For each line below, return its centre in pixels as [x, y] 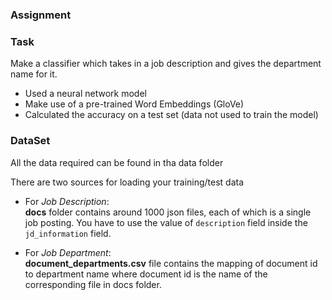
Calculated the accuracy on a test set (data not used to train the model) [171, 115]
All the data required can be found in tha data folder [117, 162]
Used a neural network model [85, 94]
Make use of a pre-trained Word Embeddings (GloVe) [134, 104]
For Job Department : [68, 252]
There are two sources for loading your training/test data [127, 182]
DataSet [30, 141]
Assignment [41, 15]
